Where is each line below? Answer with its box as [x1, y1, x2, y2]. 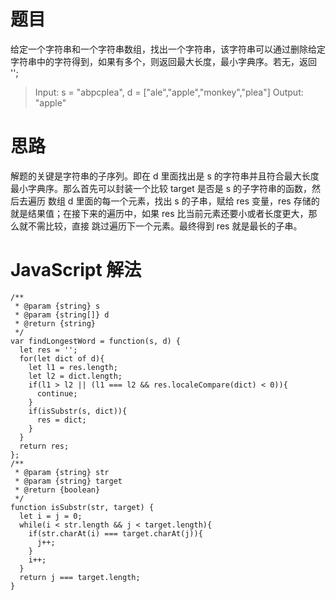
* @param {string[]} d [14, 310, 110, 320]
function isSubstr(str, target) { [10, 502, 155, 512]
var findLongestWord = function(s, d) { [10, 336, 182, 346]
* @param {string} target [14, 476, 123, 486]
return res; [19, 441, 70, 451]
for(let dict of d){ [19, 353, 105, 364]
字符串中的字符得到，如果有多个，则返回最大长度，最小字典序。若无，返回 [10, 55, 317, 67]
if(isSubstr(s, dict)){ [28, 406, 128, 416]
